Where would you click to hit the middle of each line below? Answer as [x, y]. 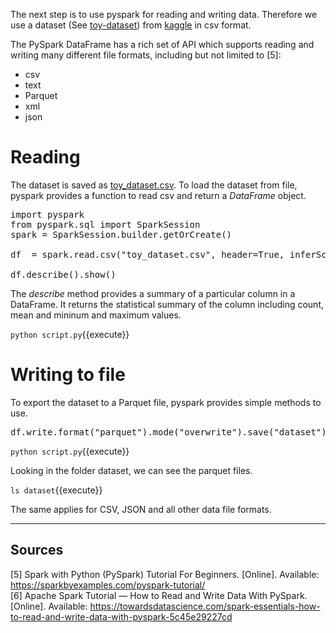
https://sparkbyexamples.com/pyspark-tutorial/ [108, 585]
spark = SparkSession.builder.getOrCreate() [121, 234]
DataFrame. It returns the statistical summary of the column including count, [167, 304]
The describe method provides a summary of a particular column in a [153, 293]
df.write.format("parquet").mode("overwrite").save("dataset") [168, 432]
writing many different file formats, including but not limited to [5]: [146, 55]
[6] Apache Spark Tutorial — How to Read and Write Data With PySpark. [159, 595]
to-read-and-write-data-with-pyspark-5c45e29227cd [121, 616]
